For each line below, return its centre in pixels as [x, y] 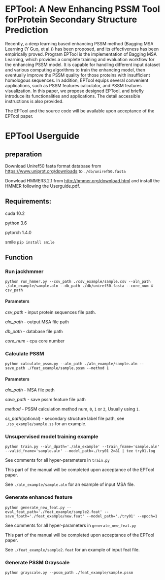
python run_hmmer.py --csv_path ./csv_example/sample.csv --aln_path [78, 282]
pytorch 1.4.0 [18, 232]
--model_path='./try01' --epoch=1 [122, 516]
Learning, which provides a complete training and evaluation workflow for [80, 59]
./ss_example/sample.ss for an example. [46, 424]
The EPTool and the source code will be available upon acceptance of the [80, 111]
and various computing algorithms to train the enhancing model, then [75, 69]
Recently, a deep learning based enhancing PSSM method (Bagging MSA [79, 43]
